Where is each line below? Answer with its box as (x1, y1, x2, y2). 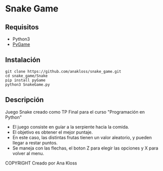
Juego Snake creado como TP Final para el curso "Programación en (5, 109, 145, 115)
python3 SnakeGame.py (5, 82, 50, 87)
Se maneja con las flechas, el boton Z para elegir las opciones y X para (12, 145, 159, 151)
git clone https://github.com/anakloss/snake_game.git (5, 69, 122, 74)
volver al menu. (12, 150, 44, 156)
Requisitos (5, 23, 39, 31)
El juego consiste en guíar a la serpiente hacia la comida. (12, 124, 130, 130)
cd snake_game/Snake (5, 73, 48, 78)
